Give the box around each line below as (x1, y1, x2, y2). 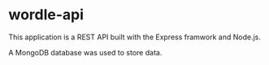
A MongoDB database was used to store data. (8, 47, 163, 57)
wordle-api (8, 6, 84, 24)
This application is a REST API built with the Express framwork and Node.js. (8, 32, 262, 42)
